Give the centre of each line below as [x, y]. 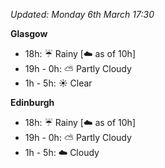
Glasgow [29, 33]
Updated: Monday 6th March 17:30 [82, 14]
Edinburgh [32, 102]
